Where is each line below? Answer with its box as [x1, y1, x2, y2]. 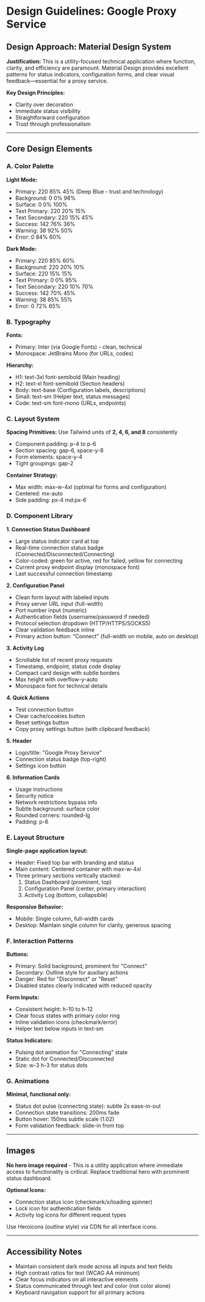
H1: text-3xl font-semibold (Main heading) [15, 373, 121, 380]
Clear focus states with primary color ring [15, 1012, 120, 1019]
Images [6, 1145, 35, 1155]
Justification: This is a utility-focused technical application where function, [6, 58, 196, 65]
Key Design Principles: [6, 89, 65, 96]
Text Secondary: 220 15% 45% [15, 214, 94, 221]
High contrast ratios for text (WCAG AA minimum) [15, 1269, 140, 1277]
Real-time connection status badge [15, 544, 104, 551]
